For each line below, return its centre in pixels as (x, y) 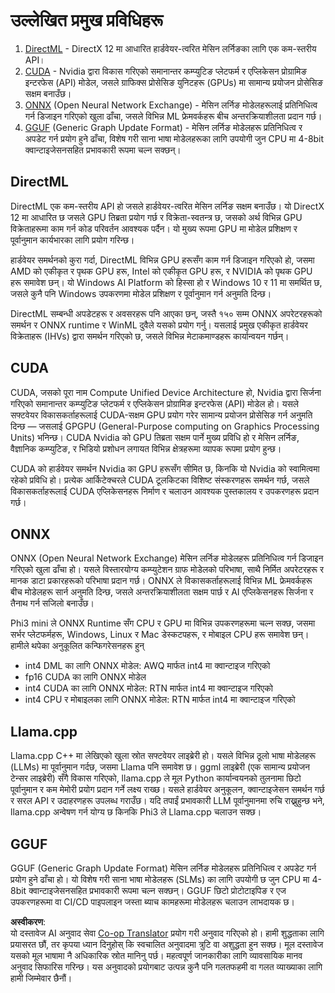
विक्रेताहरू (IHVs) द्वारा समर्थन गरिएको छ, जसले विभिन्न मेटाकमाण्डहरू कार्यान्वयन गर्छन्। (150, 336)
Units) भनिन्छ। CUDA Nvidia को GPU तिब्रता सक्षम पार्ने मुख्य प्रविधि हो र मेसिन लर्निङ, (155, 437)
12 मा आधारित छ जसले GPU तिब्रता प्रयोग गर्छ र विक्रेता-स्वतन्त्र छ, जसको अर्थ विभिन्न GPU (156, 217)
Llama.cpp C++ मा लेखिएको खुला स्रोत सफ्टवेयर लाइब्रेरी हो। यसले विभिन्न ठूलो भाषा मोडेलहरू (163, 756)
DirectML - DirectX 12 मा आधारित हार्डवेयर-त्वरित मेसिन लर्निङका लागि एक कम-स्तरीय (170, 48)
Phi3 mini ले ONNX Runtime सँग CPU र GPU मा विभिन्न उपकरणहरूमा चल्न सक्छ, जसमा (163, 623)
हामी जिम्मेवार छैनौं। (41, 978)
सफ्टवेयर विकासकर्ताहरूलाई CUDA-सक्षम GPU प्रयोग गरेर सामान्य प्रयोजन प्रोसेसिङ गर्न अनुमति (161, 415)
